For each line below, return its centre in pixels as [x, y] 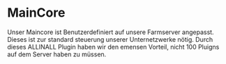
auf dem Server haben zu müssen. [57, 54]
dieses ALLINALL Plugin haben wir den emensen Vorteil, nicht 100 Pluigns [113, 47]
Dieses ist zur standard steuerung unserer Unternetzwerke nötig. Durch [110, 39]
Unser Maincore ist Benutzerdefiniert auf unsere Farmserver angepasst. [111, 32]
